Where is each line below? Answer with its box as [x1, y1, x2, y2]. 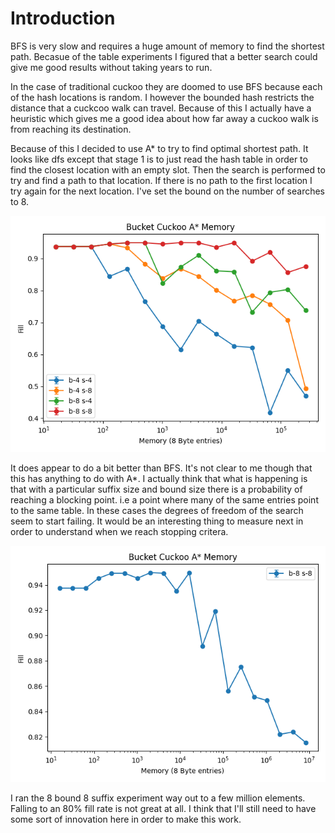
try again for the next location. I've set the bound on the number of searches [10, 185, 326, 197]
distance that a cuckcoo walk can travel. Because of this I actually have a [10, 102, 312, 114]
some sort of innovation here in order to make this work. [10, 813, 242, 825]
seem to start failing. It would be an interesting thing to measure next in [10, 515, 304, 527]
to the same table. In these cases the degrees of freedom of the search [10, 504, 304, 516]
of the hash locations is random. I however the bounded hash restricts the [10, 91, 315, 103]
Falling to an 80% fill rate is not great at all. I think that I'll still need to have [10, 802, 317, 814]
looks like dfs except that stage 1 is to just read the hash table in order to [10, 153, 308, 165]
